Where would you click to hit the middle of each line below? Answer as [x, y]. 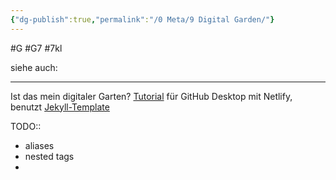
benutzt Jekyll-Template [60, 107]
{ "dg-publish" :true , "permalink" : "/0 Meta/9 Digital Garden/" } [142, 19]
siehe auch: [34, 67]
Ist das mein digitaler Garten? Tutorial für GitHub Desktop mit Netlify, [151, 96]
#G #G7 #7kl [36, 48]
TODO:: [26, 126]
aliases [39, 145]
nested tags [49, 156]
